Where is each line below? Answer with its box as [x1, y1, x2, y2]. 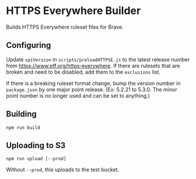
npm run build [6, 125, 41, 130]
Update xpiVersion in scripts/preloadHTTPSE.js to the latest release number [6, 56, 190, 63]
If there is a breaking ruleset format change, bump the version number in [6, 80, 181, 87]
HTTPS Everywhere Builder [6, 4, 141, 18]
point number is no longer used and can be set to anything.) [6, 92, 150, 99]
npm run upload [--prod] [6, 156, 66, 162]
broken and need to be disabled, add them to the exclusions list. [6, 68, 161, 75]
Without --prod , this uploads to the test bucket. [6, 166, 120, 173]
